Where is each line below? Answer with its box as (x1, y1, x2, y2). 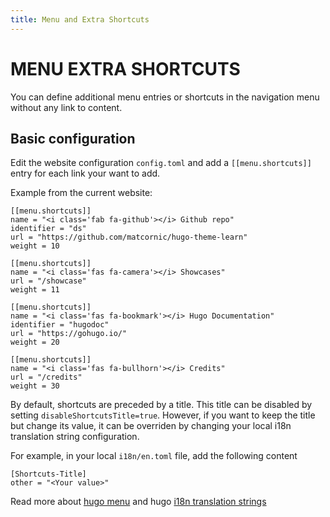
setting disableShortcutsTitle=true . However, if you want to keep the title (10, 409, 316, 421)
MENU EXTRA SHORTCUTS (10, 57, 241, 80)
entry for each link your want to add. (10, 167, 161, 180)
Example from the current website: (10, 187, 153, 199)
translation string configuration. (10, 431, 140, 443)
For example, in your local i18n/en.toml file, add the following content (10, 450, 298, 462)
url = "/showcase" (10, 276, 87, 286)
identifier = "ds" (10, 224, 87, 234)
